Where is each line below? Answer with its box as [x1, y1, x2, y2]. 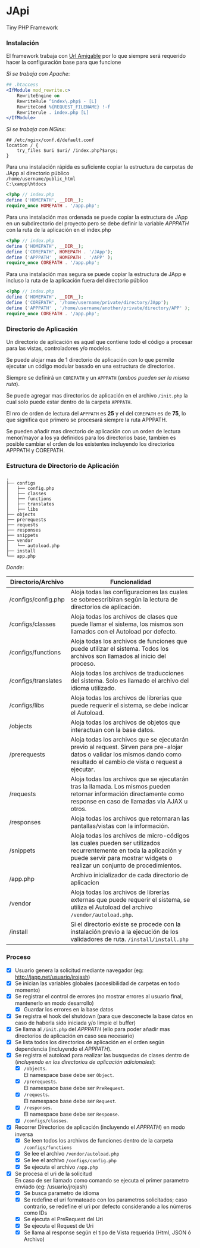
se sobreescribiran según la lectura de [70, 595, 178, 604]
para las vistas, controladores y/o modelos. [6, 344, 112, 352]
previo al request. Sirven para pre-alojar [70, 743, 183, 752]
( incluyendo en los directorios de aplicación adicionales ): [14, 1058, 156, 1066]
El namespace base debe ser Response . [23, 1110, 120, 1118]
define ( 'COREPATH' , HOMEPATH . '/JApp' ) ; [6, 249, 113, 254]
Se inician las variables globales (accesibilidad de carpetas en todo [14, 979, 180, 987]
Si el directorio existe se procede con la [70, 920, 181, 929]
